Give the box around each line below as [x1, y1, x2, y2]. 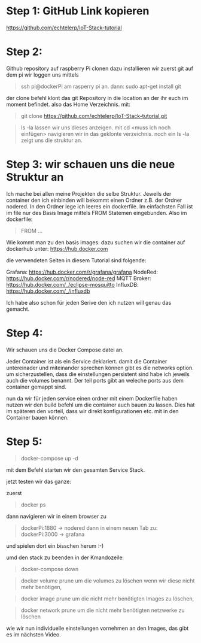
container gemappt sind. [6, 383, 67, 390]
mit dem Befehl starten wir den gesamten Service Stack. [6, 466, 145, 474]
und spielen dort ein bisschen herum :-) [6, 542, 104, 549]
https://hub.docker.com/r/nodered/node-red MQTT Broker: [6, 274, 151, 282]
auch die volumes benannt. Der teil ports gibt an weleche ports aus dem [6, 377, 184, 384]
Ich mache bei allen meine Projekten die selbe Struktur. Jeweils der [6, 190, 172, 197]
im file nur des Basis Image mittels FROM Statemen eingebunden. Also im [6, 209, 187, 216]
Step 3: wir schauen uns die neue [6, 157, 175, 171]
